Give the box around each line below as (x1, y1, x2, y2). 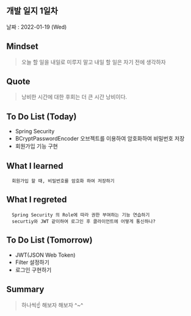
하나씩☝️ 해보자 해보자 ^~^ (21, 301, 84, 309)
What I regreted (6, 194, 67, 205)
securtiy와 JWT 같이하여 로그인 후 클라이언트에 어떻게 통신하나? (12, 218, 156, 224)
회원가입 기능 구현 (15, 142, 58, 150)
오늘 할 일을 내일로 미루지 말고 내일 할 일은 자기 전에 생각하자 (21, 58, 166, 65)
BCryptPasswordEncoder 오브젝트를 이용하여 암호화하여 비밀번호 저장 (15, 135, 185, 142)
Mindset (6, 42, 38, 52)
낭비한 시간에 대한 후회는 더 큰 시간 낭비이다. (21, 94, 128, 101)
